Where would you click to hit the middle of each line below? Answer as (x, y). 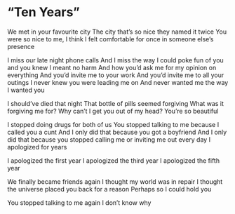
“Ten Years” (43, 12)
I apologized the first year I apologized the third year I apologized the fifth (113, 160)
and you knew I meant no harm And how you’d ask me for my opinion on (112, 67)
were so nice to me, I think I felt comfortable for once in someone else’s (110, 39)
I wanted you (26, 90)
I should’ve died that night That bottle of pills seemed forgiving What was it (116, 103)
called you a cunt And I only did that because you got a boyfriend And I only (117, 132)
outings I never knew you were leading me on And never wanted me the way (118, 82)
